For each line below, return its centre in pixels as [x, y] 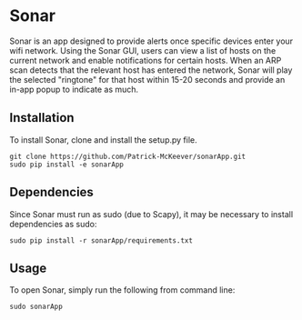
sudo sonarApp [36, 307]
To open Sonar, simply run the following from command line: [122, 290]
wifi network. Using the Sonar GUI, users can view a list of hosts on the [143, 50]
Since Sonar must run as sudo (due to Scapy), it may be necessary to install [151, 214]
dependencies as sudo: [53, 224]
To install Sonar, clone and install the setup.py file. [103, 140]
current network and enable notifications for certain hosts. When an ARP [146, 60]
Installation [42, 118]
